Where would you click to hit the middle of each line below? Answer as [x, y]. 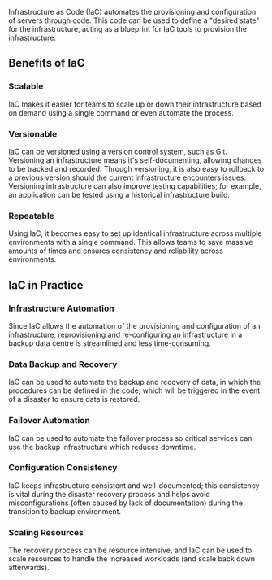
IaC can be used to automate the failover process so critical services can [130, 438]
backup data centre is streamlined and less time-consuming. [110, 343]
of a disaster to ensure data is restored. [74, 399]
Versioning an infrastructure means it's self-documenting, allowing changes [135, 160]
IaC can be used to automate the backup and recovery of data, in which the [135, 382]
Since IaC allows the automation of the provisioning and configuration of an [134, 325]
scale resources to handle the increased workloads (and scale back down [132, 559]
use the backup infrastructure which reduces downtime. [102, 447]
